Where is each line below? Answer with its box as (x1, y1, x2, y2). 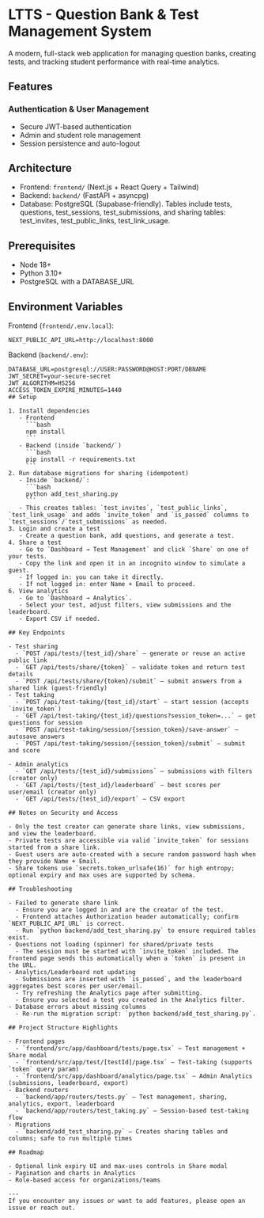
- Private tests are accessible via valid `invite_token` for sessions (8, 837, 249, 845)
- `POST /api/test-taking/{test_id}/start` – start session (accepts (15, 698, 249, 706)
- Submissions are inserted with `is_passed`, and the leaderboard (15, 976, 243, 984)
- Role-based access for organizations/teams (8, 1176, 160, 1185)
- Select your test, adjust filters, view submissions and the (18, 601, 232, 609)
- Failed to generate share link (8, 899, 119, 908)
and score (8, 747, 41, 755)
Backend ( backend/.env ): (8, 350, 89, 360)
